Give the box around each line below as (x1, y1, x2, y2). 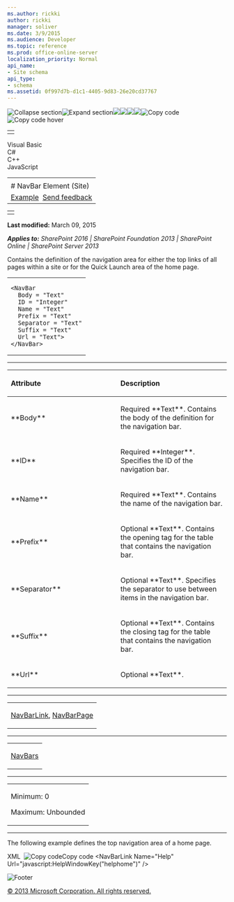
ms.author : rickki (7, 10, 61, 17)
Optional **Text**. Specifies (120, 576, 217, 585)
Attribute (10, 379, 42, 388)
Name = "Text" (17, 305, 65, 313)
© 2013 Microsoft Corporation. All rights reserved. (7, 887, 152, 895)
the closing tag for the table (120, 627, 211, 637)
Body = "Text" (17, 291, 65, 299)
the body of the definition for (120, 413, 214, 423)
